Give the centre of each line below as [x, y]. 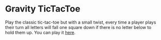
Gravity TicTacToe [43, 9]
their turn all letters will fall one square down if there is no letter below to [78, 27]
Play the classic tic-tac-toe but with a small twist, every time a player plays [80, 22]
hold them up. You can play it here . [40, 32]
